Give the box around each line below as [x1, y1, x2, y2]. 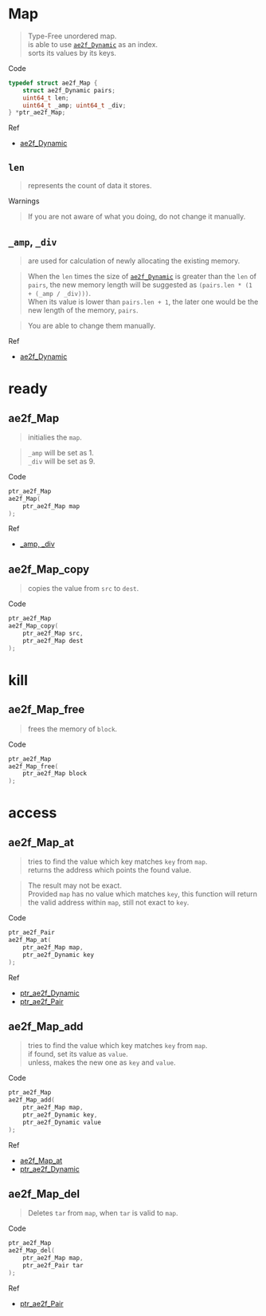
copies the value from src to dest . [27, 584, 139, 593]
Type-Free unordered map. [27, 31, 117, 41]
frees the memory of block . [27, 723, 118, 734]
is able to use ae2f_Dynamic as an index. [27, 39, 158, 49]
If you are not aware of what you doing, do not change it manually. [27, 212, 246, 222]
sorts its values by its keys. [27, 48, 117, 57]
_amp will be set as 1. [27, 447, 94, 457]
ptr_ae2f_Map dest [22, 636, 84, 644]
